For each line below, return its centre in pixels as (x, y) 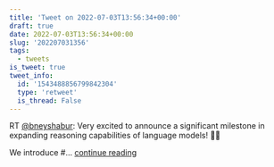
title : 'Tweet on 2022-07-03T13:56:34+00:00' (95, 17)
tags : (19, 51)
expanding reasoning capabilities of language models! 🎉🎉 (115, 136)
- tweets (33, 59)
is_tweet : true (37, 68)
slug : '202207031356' (50, 42)
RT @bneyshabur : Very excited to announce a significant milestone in (137, 126)
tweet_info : (31, 76)
